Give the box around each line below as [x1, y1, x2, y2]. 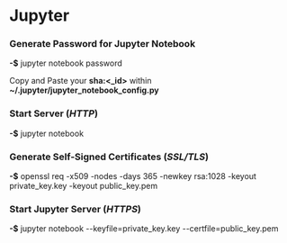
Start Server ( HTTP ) [9, 107, 99, 120]
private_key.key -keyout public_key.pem [9, 181, 158, 192]
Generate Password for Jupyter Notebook [9, 38, 196, 50]
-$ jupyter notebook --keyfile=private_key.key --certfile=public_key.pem [9, 223, 279, 234]
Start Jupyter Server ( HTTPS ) [9, 203, 142, 215]
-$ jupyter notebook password [9, 58, 123, 68]
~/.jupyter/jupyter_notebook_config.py [9, 85, 159, 95]
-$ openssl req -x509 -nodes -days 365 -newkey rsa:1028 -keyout [9, 171, 256, 182]
